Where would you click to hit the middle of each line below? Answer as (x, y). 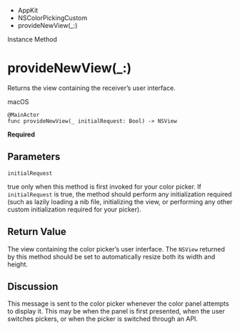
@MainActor (24, 115)
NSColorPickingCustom (52, 18)
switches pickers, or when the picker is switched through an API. (103, 319)
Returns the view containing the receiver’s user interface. (92, 88)
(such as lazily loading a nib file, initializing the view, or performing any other (120, 201)
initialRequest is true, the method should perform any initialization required (120, 194)
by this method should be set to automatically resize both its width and (111, 256)
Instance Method (32, 39)
